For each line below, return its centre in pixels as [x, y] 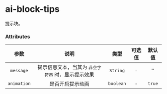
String [117, 71]
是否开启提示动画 [69, 84]
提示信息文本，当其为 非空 [67, 67]
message [19, 71]
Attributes [18, 37]
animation [19, 84]
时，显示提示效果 [74, 75]
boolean [117, 84]
